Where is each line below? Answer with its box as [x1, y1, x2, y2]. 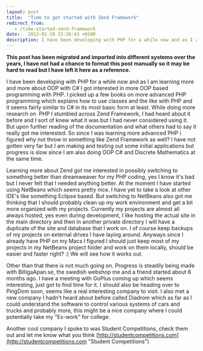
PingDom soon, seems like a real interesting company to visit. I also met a [6, 288, 189, 295]
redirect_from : [6, 20, 45, 26]
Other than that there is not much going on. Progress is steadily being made [6, 262, 195, 269]
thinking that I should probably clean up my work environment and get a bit [6, 199, 193, 206]
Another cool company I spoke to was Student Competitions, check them [6, 325, 188, 332]
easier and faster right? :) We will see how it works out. [6, 250, 143, 257]
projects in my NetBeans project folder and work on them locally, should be [6, 244, 194, 251]
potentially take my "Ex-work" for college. [6, 314, 111, 320]
